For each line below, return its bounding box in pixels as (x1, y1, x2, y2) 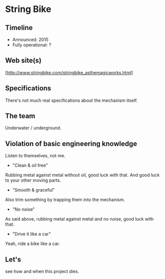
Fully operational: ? (12, 42, 51, 48)
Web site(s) (5, 56, 42, 65)
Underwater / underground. (5, 125, 62, 131)
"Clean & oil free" (12, 162, 48, 168)
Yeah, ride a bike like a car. (5, 241, 61, 247)
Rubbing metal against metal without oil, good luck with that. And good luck (5, 172, 160, 178)
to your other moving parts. (5, 177, 61, 183)
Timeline (5, 23, 33, 32)
